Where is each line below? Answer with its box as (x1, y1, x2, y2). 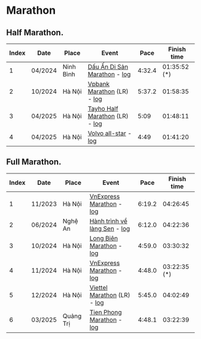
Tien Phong (89, 308, 122, 316)
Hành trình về (89, 216, 127, 225)
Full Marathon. (6, 157, 62, 167)
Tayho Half (87, 105, 118, 112)
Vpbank (87, 80, 110, 88)
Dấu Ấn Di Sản (87, 63, 129, 71)
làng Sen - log (89, 224, 130, 233)
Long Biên (89, 234, 118, 242)
